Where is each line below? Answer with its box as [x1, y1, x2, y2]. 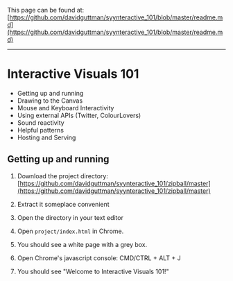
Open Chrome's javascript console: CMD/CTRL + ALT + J [17, 253, 182, 262]
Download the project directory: [17, 171, 109, 180]
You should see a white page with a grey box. [17, 240, 148, 248]
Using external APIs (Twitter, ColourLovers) [17, 111, 141, 119]
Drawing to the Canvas [17, 96, 83, 105]
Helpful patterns [17, 126, 64, 134]
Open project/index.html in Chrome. [17, 227, 124, 235]
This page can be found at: [7, 6, 85, 14]
